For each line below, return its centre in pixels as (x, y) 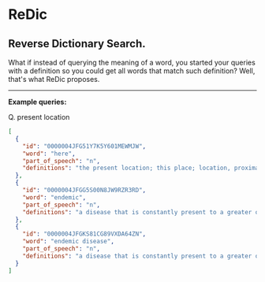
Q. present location (39, 117)
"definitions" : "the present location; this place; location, (127, 168)
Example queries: (37, 102)
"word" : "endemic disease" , (68, 242)
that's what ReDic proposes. (54, 79)
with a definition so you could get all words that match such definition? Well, (132, 71)
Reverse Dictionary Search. (77, 44)
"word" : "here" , (49, 154)
